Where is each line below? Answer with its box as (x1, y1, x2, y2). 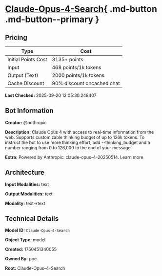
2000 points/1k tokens (52, 72, 105, 79)
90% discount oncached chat (52, 80, 120, 87)
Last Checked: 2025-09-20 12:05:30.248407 (5, 92, 97, 98)
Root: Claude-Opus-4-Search (5, 265, 65, 271)
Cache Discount (7, 80, 44, 87)
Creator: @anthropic (5, 119, 47, 125)
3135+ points (52, 56, 84, 63)
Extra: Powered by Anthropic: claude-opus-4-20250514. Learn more (5, 154, 143, 160)
